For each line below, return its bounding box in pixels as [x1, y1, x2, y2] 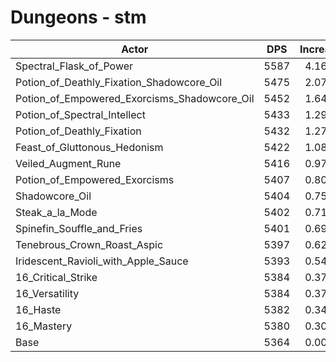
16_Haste [15, 302, 62, 316]
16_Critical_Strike [15, 270, 98, 284]
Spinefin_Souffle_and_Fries [15, 221, 143, 235]
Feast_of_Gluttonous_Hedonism [15, 140, 164, 154]
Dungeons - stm [10, 6, 147, 29]
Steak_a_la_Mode [15, 205, 98, 219]
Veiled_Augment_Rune [15, 156, 122, 170]
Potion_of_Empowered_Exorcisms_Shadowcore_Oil [15, 91, 255, 105]
